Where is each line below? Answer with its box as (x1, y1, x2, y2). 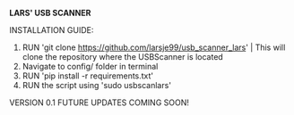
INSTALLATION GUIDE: (9, 25, 94, 35)
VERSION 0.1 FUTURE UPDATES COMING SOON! (9, 97, 190, 108)
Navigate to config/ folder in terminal (22, 62, 159, 71)
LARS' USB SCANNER (9, 8, 91, 18)
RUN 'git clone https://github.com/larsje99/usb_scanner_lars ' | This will (22, 42, 286, 53)
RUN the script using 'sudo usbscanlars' (22, 80, 172, 90)
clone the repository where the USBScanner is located (22, 52, 224, 62)
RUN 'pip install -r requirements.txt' (22, 70, 154, 81)
